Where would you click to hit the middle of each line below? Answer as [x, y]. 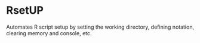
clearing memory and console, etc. [49, 33]
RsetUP [25, 10]
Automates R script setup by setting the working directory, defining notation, [100, 27]
